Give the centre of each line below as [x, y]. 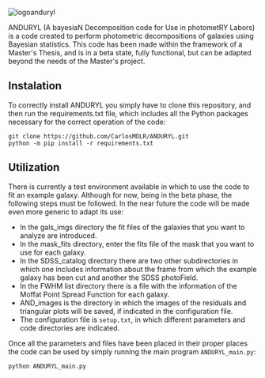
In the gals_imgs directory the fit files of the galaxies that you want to [132, 227]
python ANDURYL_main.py [47, 366]
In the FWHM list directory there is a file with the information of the [128, 285]
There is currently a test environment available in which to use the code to [129, 187]
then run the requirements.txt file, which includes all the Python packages [129, 113]
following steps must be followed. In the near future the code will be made [129, 203]
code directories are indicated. [70, 327]
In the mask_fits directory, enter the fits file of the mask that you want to [137, 244]
